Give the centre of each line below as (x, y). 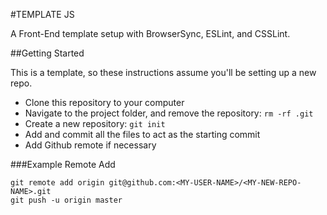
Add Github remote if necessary (90, 145)
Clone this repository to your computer (104, 102)
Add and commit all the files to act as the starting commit (142, 134)
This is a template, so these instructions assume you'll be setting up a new (163, 72)
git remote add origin (57, 183)
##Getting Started (47, 53)
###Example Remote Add (63, 164)
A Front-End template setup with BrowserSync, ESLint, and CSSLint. (150, 33)
